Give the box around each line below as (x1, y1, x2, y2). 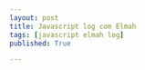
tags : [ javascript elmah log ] (9, 30, 125, 39)
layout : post (9, 13, 59, 23)
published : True (9, 38, 71, 48)
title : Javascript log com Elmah (9, 22, 137, 31)
